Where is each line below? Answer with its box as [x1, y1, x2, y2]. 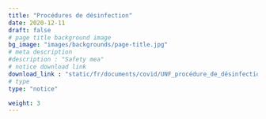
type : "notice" [8, 84, 59, 93]
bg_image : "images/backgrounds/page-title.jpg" [8, 41, 169, 49]
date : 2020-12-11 [8, 19, 66, 27]
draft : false [8, 26, 51, 34]
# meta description [8, 48, 73, 56]
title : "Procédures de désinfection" [8, 11, 133, 20]
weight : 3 [8, 99, 41, 107]
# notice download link [8, 63, 87, 71]
